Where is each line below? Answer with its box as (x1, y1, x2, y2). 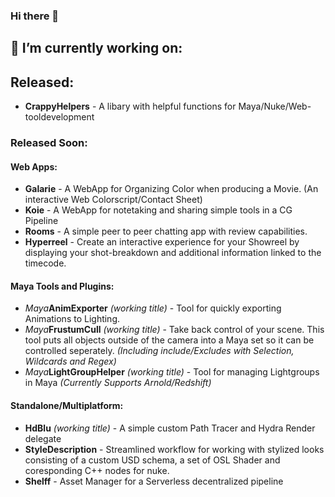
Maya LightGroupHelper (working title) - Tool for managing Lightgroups (24, 366, 320, 378)
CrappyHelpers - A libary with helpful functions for (24, 100, 237, 113)
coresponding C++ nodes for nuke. (24, 464, 170, 476)
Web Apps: (10, 160, 58, 173)
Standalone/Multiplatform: (10, 400, 124, 412)
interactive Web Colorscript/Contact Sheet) (24, 194, 203, 206)
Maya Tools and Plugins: (10, 280, 115, 292)
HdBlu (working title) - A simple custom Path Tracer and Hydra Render (24, 422, 316, 434)
